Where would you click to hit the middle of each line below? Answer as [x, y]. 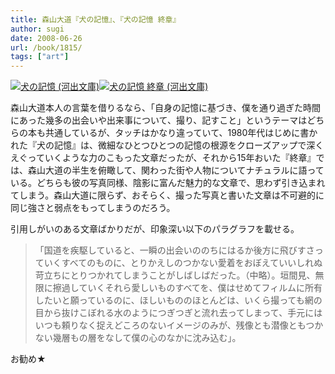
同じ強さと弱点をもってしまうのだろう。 [93, 208]
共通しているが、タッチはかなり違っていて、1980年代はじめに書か [181, 133]
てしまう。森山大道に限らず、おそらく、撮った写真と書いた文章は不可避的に [167, 195]
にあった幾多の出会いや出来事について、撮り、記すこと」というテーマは [159, 120]
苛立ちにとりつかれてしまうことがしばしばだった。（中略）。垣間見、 [175, 275]
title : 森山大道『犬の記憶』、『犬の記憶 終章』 [95, 19]
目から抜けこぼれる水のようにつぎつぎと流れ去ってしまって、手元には [178, 313]
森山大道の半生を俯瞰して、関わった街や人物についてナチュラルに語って [176, 170]
